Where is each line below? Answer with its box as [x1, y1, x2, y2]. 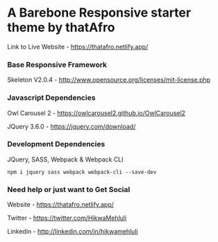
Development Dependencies [7, 139, 106, 149]
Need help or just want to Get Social [7, 184, 131, 194]
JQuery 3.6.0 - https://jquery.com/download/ [7, 122, 136, 130]
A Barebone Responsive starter [7, 5, 192, 21]
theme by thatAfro [7, 19, 115, 35]
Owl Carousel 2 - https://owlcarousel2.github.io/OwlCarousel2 [7, 109, 186, 117]
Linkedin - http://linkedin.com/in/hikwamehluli [7, 227, 138, 236]
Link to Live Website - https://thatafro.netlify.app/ [7, 42, 149, 51]
